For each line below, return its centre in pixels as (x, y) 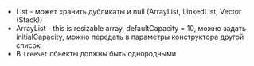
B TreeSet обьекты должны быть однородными (96, 54)
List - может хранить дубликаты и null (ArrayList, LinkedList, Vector (129, 12)
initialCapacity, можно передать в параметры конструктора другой (130, 37)
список (28, 45)
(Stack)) (29, 20)
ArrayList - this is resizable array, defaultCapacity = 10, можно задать (131, 28)
